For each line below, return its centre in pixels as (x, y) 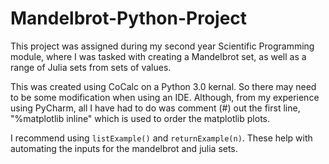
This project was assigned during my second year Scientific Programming (162, 46)
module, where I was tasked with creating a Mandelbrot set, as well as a (158, 56)
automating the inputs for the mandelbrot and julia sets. (124, 148)
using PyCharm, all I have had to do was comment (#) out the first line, (155, 108)
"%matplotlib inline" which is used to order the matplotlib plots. (140, 118)
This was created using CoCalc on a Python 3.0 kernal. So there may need (163, 86)
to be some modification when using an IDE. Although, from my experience (165, 97)
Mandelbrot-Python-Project (129, 18)
